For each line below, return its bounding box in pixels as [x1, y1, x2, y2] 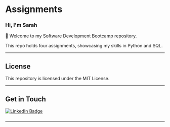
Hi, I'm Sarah [5, 22, 37, 29]
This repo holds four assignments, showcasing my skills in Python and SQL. [5, 43, 163, 49]
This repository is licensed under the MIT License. [5, 76, 110, 82]
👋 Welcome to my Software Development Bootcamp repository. [5, 33, 137, 39]
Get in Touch [5, 95, 47, 103]
